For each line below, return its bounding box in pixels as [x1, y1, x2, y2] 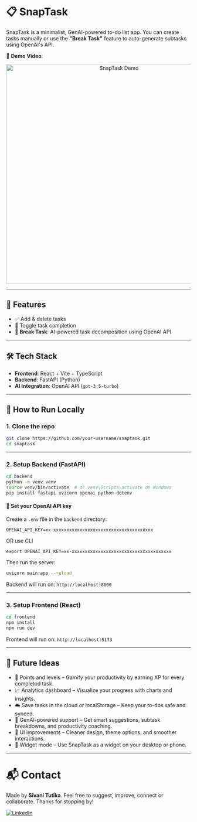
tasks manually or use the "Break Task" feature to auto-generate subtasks [6, 35, 187, 42]
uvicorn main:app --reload [6, 570, 72, 576]
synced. [14, 710, 35, 717]
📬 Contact [6, 768, 62, 782]
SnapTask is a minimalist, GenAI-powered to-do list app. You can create [6, 28, 179, 36]
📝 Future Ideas [6, 658, 60, 668]
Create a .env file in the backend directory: [6, 516, 107, 523]
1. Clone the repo [6, 422, 55, 430]
